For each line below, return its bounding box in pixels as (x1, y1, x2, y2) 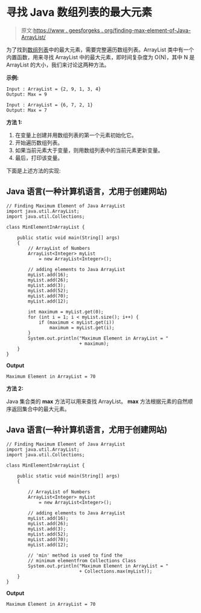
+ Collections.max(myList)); (79, 568, 153, 574)
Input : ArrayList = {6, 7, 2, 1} (6, 102, 94, 108)
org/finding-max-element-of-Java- (104, 27, 191, 34)
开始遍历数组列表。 (14, 139, 63, 146)
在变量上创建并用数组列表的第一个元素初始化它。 (14, 131, 137, 139)
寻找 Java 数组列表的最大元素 (6, 5, 153, 19)
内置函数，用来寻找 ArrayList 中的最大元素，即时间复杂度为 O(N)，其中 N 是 (6, 53, 195, 61)
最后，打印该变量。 (14, 154, 63, 161)
